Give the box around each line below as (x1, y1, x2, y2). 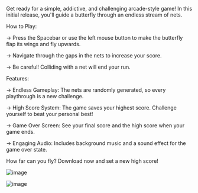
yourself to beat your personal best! (6, 111, 93, 117)
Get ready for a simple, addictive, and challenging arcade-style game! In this (6, 5, 193, 12)
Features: (6, 75, 30, 82)
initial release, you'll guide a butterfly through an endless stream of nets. (6, 11, 183, 18)
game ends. (6, 128, 35, 135)
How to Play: (6, 23, 37, 30)
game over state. (6, 146, 47, 153)
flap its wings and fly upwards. (6, 41, 81, 47)
